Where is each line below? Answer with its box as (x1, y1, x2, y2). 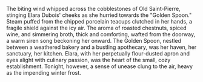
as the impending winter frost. (6, 69, 82, 76)
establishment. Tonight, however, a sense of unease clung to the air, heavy (6, 63, 193, 70)
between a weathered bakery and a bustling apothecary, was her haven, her (6, 43, 197, 51)
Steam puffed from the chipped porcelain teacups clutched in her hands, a (6, 18, 193, 25)
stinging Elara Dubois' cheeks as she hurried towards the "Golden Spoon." (6, 11, 192, 19)
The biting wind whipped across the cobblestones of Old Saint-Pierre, (6, 5, 181, 12)
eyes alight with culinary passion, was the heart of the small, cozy (6, 57, 171, 63)
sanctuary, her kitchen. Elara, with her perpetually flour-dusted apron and (6, 50, 190, 57)
